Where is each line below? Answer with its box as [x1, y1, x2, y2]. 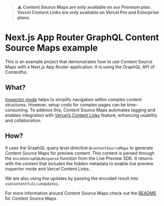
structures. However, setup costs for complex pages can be [5, 102, 126, 107]
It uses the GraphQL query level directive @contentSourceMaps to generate [5, 145, 153, 151]
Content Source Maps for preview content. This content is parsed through [5, 150, 155, 156]
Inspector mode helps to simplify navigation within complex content [5, 96, 142, 103]
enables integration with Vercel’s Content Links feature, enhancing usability [5, 112, 158, 118]
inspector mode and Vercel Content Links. [5, 166, 90, 172]
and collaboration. [5, 117, 42, 123]
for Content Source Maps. [5, 195, 57, 201]
